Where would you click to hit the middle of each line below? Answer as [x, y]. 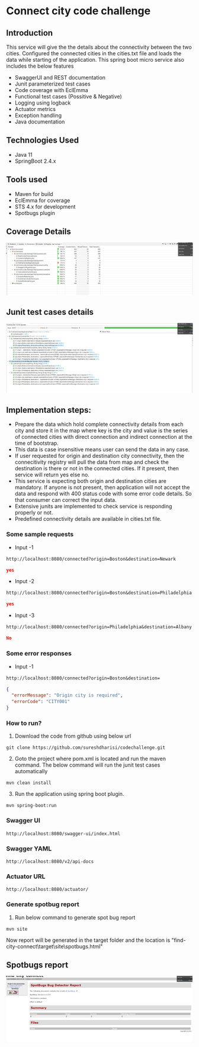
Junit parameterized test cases [52, 84]
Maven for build [34, 194]
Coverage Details [38, 232]
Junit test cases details [50, 312]
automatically [31, 771]
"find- [179, 940]
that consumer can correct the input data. [65, 500]
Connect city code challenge [78, 11]
